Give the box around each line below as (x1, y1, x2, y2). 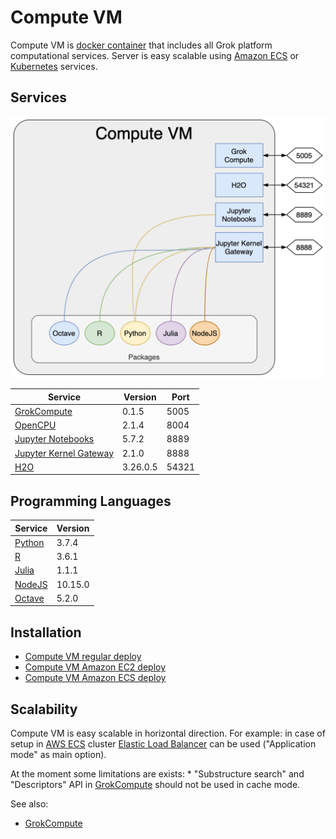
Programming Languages (10, 492, 172, 510)
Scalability (10, 701, 78, 718)
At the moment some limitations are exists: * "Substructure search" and (10, 768, 305, 780)
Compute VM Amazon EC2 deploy (24, 661, 167, 673)
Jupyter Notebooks (14, 433, 95, 445)
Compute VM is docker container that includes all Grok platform (10, 39, 273, 51)
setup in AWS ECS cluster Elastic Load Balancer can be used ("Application (10, 738, 317, 750)
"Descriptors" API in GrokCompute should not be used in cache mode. (10, 779, 301, 791)
